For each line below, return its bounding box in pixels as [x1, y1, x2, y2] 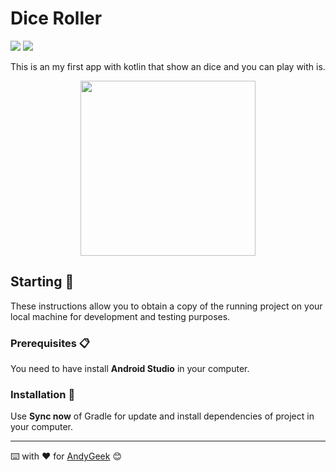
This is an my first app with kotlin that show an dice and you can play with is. [10, 60, 326, 72]
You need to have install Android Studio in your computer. [10, 363, 250, 375]
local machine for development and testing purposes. [10, 310, 231, 322]
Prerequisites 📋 [10, 336, 90, 350]
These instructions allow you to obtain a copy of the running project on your [10, 300, 323, 312]
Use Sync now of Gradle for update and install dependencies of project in [10, 410, 315, 422]
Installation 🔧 [10, 387, 76, 401]
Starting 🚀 [10, 273, 75, 291]
